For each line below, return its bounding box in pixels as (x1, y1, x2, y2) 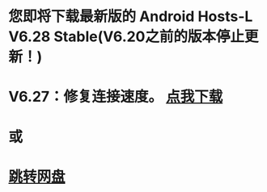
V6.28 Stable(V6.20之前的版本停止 (8, 27, 245, 46)
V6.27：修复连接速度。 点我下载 (8, 88, 223, 106)
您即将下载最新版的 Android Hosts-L (8, 7, 253, 26)
